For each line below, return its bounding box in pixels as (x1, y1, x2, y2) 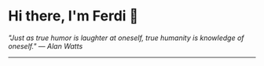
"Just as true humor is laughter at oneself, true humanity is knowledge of (8, 33, 245, 42)
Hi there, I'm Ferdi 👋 (8, 7, 139, 25)
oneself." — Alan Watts (8, 41, 83, 50)
